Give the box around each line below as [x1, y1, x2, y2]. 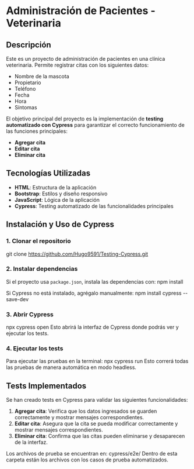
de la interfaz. [14, 439, 48, 446]
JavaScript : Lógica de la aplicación [14, 196, 100, 203]
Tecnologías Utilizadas [6, 168, 91, 178]
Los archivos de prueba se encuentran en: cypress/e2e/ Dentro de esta [6, 450, 178, 457]
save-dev [6, 295, 29, 302]
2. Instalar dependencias [6, 265, 78, 273]
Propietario [14, 79, 41, 86]
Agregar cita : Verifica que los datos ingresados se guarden [14, 408, 157, 415]
